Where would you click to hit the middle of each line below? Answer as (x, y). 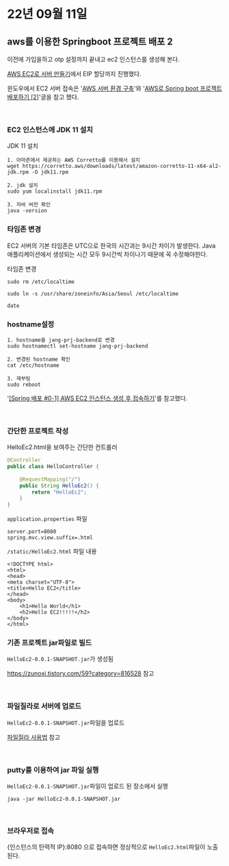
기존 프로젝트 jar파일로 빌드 (50, 643)
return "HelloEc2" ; (59, 492)
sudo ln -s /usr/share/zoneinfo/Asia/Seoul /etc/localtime (93, 293)
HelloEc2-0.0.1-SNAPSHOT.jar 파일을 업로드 (66, 722)
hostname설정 (31, 324)
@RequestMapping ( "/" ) (50, 479)
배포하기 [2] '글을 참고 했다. (43, 97)
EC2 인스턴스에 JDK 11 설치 (50, 130)
